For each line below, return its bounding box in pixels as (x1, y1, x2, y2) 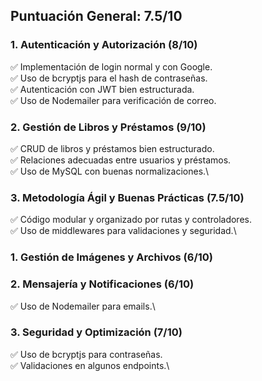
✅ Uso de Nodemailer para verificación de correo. (10, 94, 217, 106)
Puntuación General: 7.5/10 (10, 8, 183, 25)
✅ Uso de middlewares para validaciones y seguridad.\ (10, 225, 237, 237)
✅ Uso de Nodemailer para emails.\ (10, 300, 156, 312)
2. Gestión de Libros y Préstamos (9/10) (10, 120, 207, 134)
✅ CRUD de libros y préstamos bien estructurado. (10, 142, 215, 154)
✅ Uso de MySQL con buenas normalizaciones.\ (10, 165, 210, 177)
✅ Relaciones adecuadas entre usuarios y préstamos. (10, 154, 232, 166)
